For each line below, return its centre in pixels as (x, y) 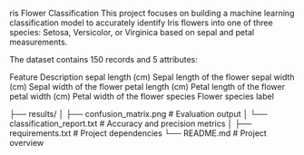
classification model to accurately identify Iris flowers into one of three (142, 23)
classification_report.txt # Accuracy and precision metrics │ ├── (131, 123)
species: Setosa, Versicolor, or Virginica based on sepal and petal (132, 32)
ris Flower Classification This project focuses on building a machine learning (152, 13)
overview (26, 143)
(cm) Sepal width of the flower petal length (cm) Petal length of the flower (147, 87)
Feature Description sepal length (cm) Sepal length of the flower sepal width (152, 77)
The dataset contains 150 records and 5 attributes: (103, 59)
